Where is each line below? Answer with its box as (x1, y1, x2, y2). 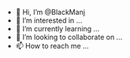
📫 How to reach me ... (15, 42, 89, 50)
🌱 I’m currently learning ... (15, 24, 100, 33)
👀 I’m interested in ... (15, 16, 83, 25)
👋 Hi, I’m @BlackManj (15, 8, 85, 16)
